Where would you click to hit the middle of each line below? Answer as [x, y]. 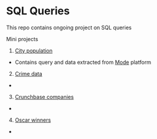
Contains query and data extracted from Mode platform [83, 62]
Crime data [29, 73]
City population [33, 50]
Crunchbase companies [44, 97]
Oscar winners [33, 120]
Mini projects [22, 39]
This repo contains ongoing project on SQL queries [69, 27]
